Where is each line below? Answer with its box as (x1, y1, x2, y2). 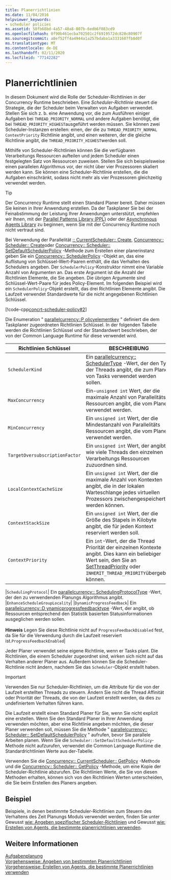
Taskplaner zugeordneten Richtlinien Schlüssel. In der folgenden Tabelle (5, 322, 157, 328)
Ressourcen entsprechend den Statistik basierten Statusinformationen (5, 611, 153, 617)
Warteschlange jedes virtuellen (85, 489, 160, 496)
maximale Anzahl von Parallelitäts (85, 394, 166, 401)
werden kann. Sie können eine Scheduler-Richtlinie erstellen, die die (5, 169, 149, 175)
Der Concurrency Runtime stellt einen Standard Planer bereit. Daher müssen (5, 200, 165, 206)
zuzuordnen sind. (85, 461, 128, 468)
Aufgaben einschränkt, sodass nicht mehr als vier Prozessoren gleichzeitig (5, 174, 162, 180)
